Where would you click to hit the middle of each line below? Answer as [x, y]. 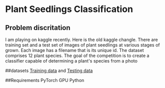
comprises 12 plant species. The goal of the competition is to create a [77, 55]
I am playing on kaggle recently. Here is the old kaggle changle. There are [82, 39]
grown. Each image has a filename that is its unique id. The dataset [75, 50]
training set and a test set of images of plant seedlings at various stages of [82, 45]
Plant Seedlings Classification [69, 9]
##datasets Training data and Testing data [49, 70]
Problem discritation [38, 28]
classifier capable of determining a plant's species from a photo [71, 61]
